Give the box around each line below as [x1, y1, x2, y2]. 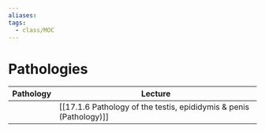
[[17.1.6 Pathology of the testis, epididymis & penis [58, 101, 250, 112]
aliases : [8, 11, 37, 20]
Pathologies [8, 60, 88, 78]
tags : [8, 19, 26, 27]
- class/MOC [15, 26, 55, 34]
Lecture [140, 88, 171, 99]
